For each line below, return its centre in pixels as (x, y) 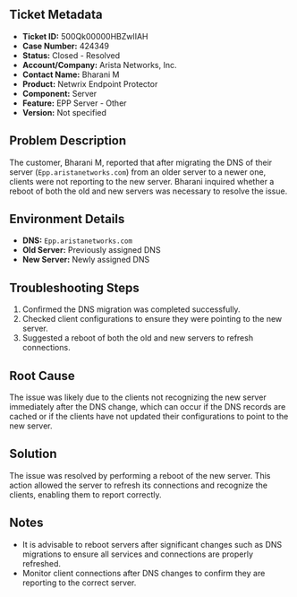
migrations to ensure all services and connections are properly (137, 554)
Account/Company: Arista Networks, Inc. (99, 65)
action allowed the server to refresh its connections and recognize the (139, 485)
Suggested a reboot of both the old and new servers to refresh (137, 338)
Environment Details (67, 219)
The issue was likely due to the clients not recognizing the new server (138, 397)
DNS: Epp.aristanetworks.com (77, 240)
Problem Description (68, 141)
